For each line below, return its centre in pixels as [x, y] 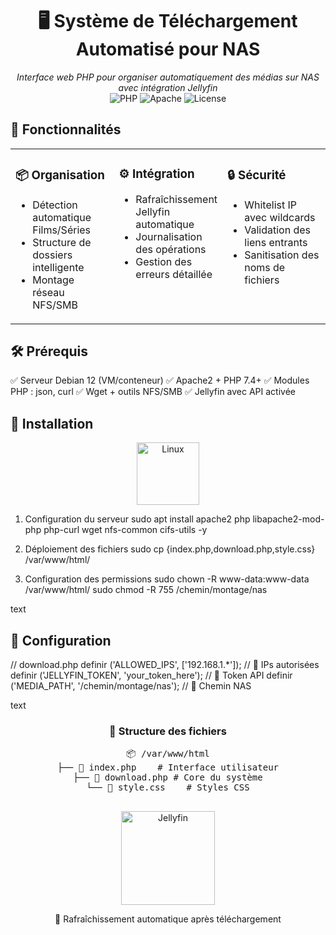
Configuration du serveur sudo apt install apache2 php [137, 519]
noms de [265, 267]
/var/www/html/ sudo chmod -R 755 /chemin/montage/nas [146, 590]
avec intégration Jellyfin [168, 87]
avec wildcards [280, 217]
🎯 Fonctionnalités [66, 129]
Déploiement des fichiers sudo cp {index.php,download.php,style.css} [170, 549]
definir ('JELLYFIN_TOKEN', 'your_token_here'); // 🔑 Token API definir [151, 675]
